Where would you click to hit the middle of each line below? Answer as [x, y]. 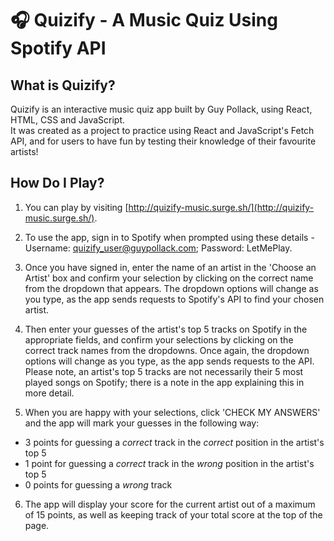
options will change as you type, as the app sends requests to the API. [169, 361]
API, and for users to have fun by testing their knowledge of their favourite [163, 141]
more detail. [49, 393]
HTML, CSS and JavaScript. [68, 120]
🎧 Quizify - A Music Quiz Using [144, 20]
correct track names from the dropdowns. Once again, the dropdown [167, 350]
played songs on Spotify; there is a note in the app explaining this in [164, 382]
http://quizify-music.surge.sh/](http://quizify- [221, 207]
